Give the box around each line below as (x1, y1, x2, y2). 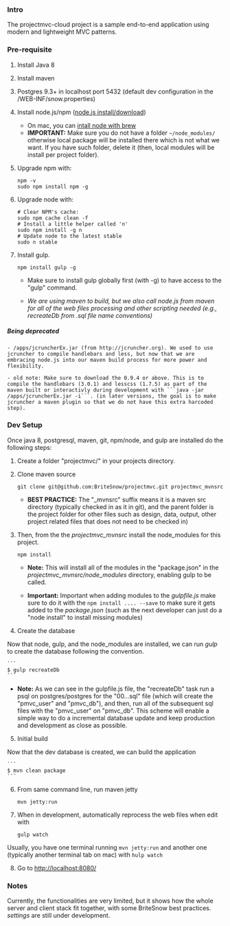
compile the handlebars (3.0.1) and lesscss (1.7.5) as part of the (7, 380, 207, 387)
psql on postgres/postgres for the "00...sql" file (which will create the (16, 691, 214, 700)
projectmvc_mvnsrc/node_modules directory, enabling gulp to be (27, 570, 211, 579)
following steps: (7, 443, 52, 451)
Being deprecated (7, 327, 60, 335)
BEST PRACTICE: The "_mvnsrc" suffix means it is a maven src (27, 495, 207, 504)
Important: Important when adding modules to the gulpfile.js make (27, 591, 216, 599)
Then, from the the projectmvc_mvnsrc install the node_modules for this (16, 530, 221, 539)
